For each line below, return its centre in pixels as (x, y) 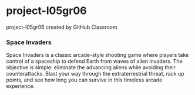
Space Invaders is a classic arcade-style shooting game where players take (97, 55)
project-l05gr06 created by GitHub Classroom (62, 27)
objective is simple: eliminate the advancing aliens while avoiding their (91, 67)
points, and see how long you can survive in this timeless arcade (84, 80)
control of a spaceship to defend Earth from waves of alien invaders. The (95, 61)
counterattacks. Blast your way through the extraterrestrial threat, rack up (95, 74)
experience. (21, 86)
